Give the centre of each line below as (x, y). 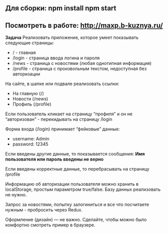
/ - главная (24, 53)
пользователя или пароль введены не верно (55, 159)
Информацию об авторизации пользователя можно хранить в (72, 184)
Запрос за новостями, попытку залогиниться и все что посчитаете (77, 205)
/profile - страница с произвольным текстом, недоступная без (79, 69)
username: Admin (31, 139)
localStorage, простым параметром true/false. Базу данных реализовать (83, 189)
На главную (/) (28, 94)
